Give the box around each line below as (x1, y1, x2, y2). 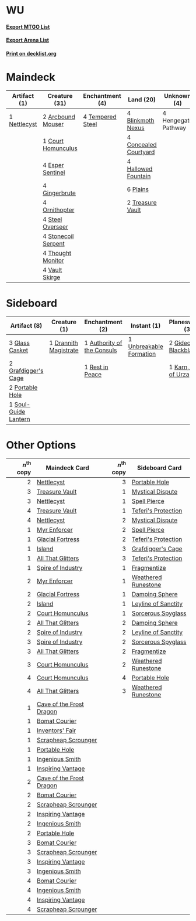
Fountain (127, 172, 151, 180)
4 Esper (43, 161, 64, 169)
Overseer (43, 222, 68, 230)
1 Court (43, 137, 64, 145)
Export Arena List (6, 36, 50, 44)
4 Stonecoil (43, 232, 74, 240)
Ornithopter (43, 206, 75, 214)
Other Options (6, 439, 76, 452)
